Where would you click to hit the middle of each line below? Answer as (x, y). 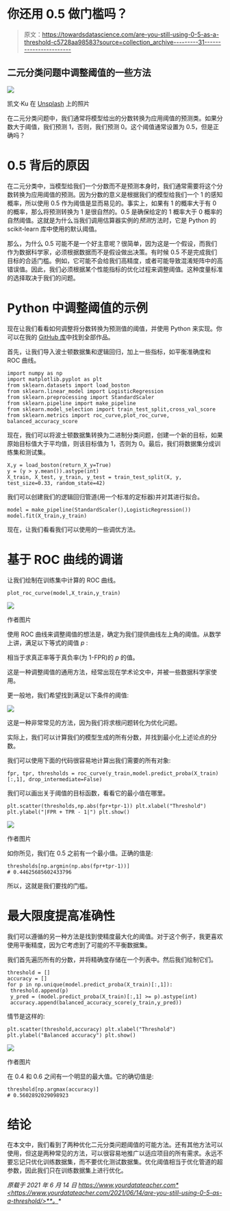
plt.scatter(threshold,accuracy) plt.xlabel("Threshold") (91, 1029)
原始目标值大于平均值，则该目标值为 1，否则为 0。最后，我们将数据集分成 (111, 443)
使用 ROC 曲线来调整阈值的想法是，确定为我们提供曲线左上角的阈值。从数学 (114, 634)
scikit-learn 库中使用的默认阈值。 (54, 229)
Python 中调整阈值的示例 (78, 308)
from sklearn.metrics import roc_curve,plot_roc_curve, (88, 415)
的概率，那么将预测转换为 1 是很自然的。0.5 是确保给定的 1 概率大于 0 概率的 (115, 212)
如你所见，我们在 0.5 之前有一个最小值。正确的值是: (80, 853)
